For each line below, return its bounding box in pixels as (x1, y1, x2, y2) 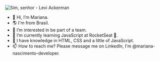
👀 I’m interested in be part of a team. (12, 27, 87, 33)
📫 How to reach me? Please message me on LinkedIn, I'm (12, 43, 132, 49)
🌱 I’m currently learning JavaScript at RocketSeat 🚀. (12, 32, 118, 38)
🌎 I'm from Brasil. (12, 20, 50, 26)
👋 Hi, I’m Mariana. (12, 14, 49, 20)
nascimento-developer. (12, 50, 60, 56)
